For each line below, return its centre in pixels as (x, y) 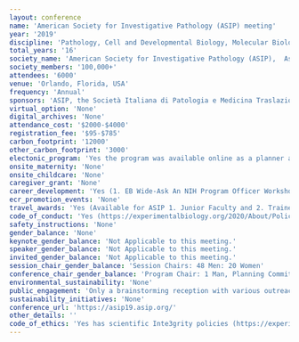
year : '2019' (33, 34)
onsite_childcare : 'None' (57, 175)
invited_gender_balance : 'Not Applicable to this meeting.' (123, 258)
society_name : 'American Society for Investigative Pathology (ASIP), (143, 59)
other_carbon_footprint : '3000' (69, 150)
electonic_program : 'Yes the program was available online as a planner (147, 158)
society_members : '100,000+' (63, 68)
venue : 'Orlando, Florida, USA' (69, 84)
